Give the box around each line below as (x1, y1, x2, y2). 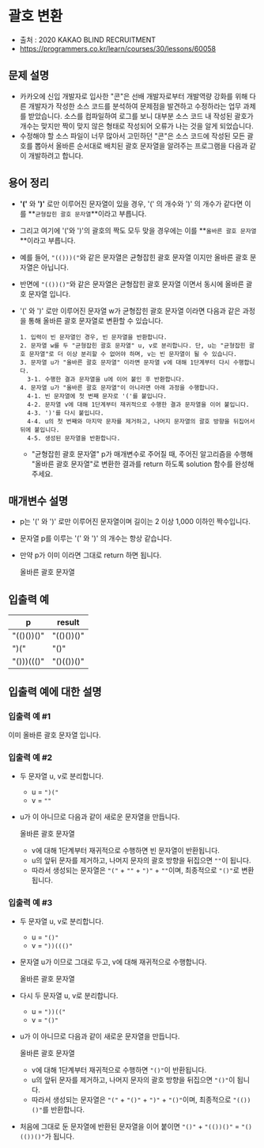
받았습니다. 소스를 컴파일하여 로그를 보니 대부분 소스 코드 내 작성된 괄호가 (28, 111, 255, 121)
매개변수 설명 (8, 494, 69, 507)
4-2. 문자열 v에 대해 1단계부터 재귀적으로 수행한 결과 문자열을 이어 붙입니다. (27, 400, 251, 408)
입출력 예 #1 (8, 710, 51, 721)
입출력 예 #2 (8, 752, 53, 763)
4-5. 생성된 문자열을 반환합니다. (27, 434, 121, 442)
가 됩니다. (44, 1131, 75, 1142)
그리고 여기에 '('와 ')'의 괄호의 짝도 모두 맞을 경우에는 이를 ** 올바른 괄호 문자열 (19, 225, 257, 235)
